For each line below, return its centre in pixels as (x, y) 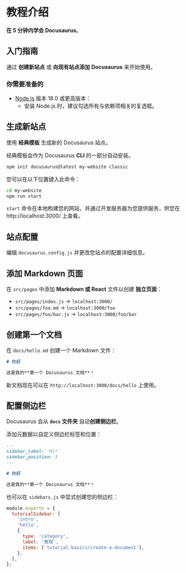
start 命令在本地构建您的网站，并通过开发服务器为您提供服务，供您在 (93, 209)
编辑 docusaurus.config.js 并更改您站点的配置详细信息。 (77, 253)
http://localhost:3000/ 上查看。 (45, 216)
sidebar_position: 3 (32, 457)
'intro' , (28, 520)
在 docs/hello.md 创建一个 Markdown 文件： (61, 350)
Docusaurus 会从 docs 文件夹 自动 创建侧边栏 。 (64, 421)
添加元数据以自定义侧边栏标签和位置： (54, 434)
